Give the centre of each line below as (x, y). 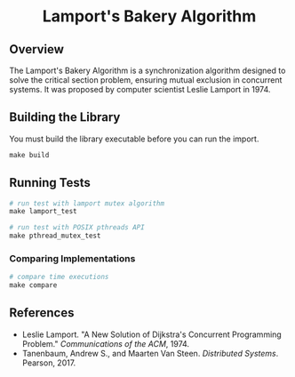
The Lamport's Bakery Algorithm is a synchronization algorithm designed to (147, 70)
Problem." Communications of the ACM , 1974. (105, 343)
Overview (37, 49)
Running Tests (50, 183)
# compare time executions (59, 277)
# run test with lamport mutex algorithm (87, 203)
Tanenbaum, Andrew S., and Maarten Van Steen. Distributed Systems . (150, 353)
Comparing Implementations (72, 258)
